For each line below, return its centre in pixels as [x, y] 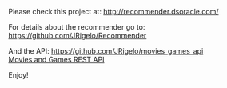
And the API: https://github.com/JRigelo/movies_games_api [106, 51]
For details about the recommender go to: [77, 27]
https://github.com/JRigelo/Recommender [78, 36]
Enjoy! [19, 75]
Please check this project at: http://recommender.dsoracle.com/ [113, 12]
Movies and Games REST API [56, 60]
